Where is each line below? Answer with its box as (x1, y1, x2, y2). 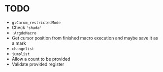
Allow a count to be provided (11, 56, 70, 62)
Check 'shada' (11, 24, 42, 30)
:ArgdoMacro (11, 31, 36, 36)
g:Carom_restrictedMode (11, 20, 61, 25)
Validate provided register (11, 61, 65, 67)
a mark (11, 40, 26, 46)
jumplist (11, 51, 30, 57)
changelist (11, 46, 34, 51)
